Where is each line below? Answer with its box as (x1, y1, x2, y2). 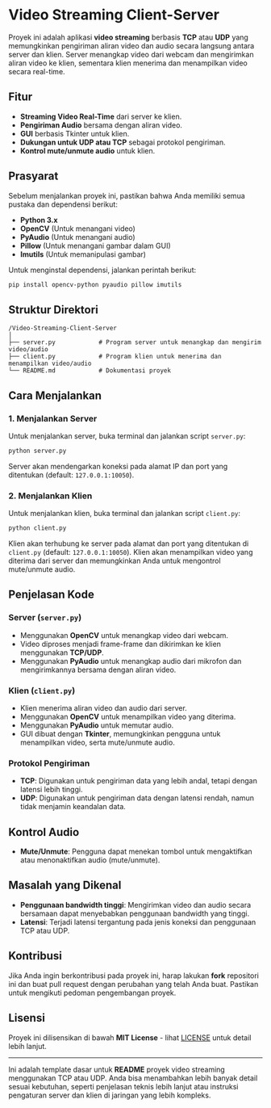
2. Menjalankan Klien (8, 490, 93, 502)
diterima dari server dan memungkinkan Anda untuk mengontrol (8, 556, 221, 565)
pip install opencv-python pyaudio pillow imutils (8, 280, 182, 288)
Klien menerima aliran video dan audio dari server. (19, 703, 187, 712)
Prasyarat (8, 170, 59, 183)
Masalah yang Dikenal (8, 879, 122, 892)
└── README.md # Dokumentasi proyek (8, 367, 172, 375)
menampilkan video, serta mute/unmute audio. (19, 737, 175, 747)
